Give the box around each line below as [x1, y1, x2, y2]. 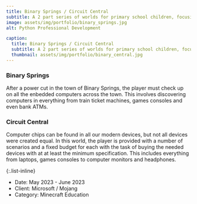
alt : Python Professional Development [6, 25, 101, 31]
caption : [6, 36, 28, 42]
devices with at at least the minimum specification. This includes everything [6, 150, 189, 157]
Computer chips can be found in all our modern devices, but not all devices [6, 131, 188, 138]
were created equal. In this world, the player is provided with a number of [6, 137, 183, 144]
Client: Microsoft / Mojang [14, 185, 78, 192]
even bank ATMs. [6, 103, 48, 110]
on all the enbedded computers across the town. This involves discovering [6, 91, 186, 98]
